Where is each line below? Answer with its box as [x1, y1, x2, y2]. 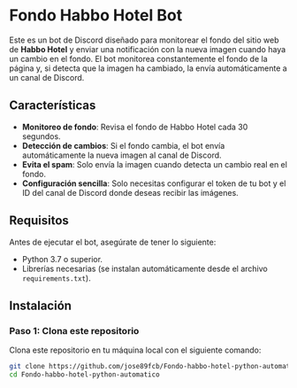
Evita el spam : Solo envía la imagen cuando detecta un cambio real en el [21, 159, 287, 169]
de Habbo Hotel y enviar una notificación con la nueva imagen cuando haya [9, 43, 286, 54]
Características [9, 98, 96, 113]
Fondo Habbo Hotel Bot [9, 5, 183, 26]
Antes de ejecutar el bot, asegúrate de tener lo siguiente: [9, 237, 217, 247]
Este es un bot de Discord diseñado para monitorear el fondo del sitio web [9, 35, 279, 45]
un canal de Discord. [9, 72, 85, 82]
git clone [9, 362, 46, 371]
